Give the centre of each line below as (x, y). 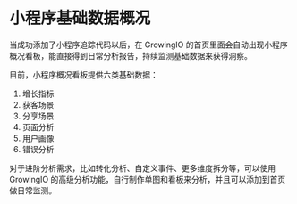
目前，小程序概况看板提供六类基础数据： (84, 74)
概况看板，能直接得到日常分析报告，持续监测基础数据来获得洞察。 (131, 55)
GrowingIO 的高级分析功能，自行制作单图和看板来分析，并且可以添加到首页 (148, 179)
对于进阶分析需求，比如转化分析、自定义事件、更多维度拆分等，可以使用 (142, 168)
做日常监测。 (33, 190)
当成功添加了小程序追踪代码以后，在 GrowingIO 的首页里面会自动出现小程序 (148, 45)
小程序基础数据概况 (80, 18)
